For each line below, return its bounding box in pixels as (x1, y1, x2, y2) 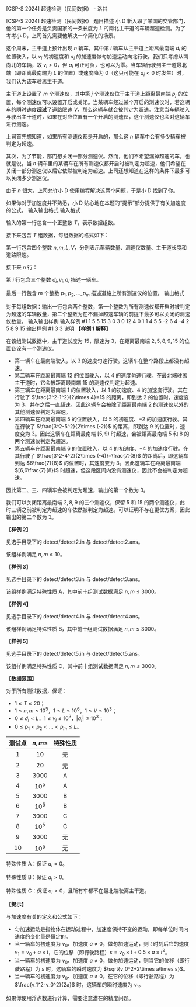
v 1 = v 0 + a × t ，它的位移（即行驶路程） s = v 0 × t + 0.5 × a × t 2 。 (14, 947, 170, 957)
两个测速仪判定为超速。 (14, 437, 71, 444)
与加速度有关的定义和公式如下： (6, 913, 83, 920)
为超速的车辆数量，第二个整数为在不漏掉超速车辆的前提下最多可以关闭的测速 (6, 310, 190, 317)
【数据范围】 (6, 674, 37, 682)
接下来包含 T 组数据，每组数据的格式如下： (6, 231, 110, 238)
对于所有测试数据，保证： (6, 687, 68, 694)
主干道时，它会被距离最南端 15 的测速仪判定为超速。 (14, 379, 141, 386)
